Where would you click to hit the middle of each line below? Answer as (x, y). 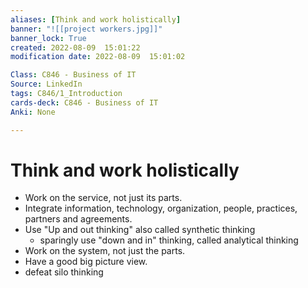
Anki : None (33, 112)
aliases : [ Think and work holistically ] (96, 19)
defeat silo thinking (64, 272)
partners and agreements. (78, 219)
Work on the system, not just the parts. (105, 251)
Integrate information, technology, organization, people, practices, (161, 208)
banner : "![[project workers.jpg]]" (86, 29)
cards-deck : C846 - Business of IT (84, 102)
